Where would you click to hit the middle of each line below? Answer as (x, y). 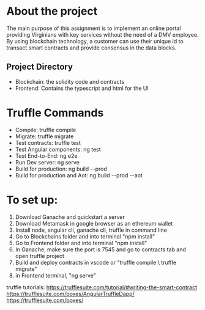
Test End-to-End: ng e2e (46, 156)
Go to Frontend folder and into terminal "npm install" (81, 243)
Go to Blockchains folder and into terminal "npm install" (85, 236)
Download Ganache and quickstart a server (70, 217)
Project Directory (40, 67)
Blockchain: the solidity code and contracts (69, 81)
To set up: (32, 200)
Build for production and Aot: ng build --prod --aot (79, 175)
